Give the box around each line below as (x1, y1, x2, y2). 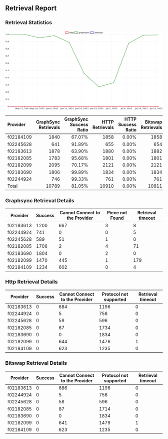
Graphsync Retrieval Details (5, 197, 74, 204)
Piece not (106, 210, 127, 216)
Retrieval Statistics (5, 19, 52, 26)
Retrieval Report (5, 4, 57, 13)
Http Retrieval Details (5, 278, 58, 285)
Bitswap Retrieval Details (5, 359, 67, 366)
